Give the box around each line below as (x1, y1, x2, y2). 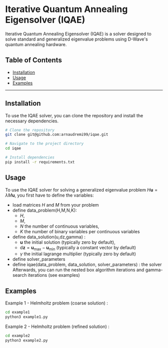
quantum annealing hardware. (5, 41, 67, 47)
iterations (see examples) (27, 272, 80, 278)
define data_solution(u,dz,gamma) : (12, 234, 86, 240)
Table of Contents (5, 56, 62, 65)
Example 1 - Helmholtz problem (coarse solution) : (5, 300, 108, 306)
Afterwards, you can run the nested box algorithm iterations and (12, 267, 144, 273)
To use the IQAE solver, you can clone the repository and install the (5, 112, 143, 118)
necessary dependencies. (5, 118, 59, 124)
